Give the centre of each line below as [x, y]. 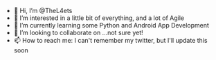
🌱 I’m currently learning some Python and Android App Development [111, 25]
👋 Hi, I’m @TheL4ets [43, 11]
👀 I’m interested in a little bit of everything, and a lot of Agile [99, 18]
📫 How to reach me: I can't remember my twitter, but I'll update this [110, 40]
